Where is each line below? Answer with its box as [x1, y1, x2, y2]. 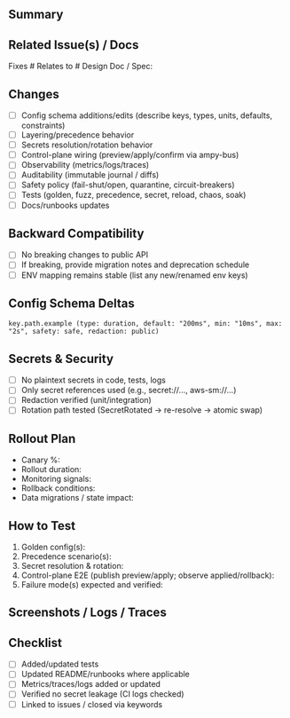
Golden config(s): [20, 541, 86, 553]
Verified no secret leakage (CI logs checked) [20, 689, 184, 699]
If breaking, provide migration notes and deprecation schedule [20, 259, 250, 270]
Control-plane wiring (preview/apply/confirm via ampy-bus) [20, 150, 239, 161]
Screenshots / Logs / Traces [8, 605, 168, 620]
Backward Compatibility [8, 225, 145, 241]
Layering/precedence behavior [20, 130, 135, 140]
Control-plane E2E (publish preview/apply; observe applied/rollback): [20, 570, 275, 580]
